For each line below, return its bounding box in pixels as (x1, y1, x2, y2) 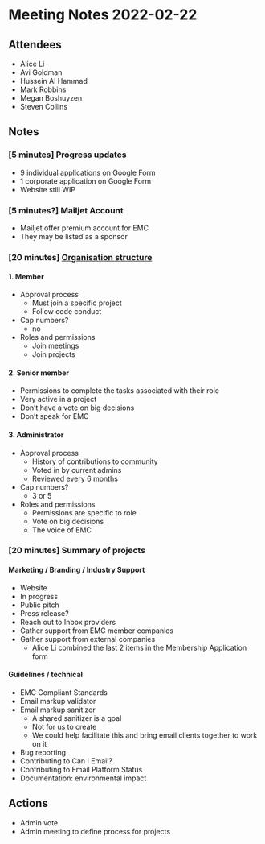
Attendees (8, 38, 62, 52)
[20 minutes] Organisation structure (8, 251, 153, 263)
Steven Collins (19, 102, 68, 111)
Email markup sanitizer (19, 705, 96, 714)
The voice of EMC (31, 525, 92, 535)
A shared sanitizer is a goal (31, 713, 122, 722)
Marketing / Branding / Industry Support (8, 565, 145, 575)
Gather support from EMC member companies (19, 626, 174, 635)
